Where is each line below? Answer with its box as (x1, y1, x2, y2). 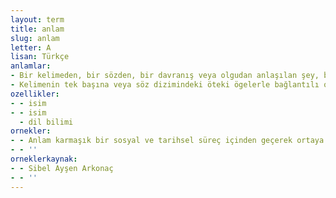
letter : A (10, 42, 52, 53)
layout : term (10, 14, 65, 25)
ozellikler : (10, 89, 60, 99)
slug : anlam (10, 33, 60, 43)
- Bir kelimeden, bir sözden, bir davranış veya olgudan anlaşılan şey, (10, 71, 320, 81)
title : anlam (10, 24, 65, 34)
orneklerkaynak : (10, 154, 78, 164)
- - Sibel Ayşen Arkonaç (10, 163, 114, 173)
